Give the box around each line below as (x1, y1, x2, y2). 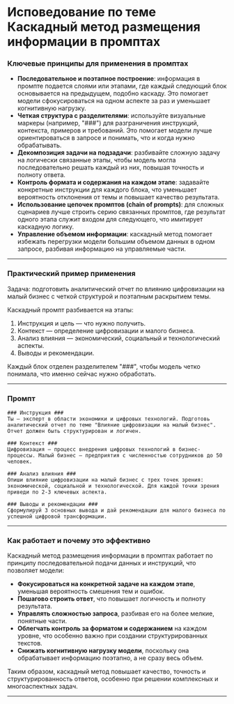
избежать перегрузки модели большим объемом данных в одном (17, 238, 215, 246)
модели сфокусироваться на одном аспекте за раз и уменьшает (17, 97, 211, 105)
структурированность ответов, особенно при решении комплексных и (7, 675, 219, 683)
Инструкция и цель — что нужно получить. (17, 319, 146, 328)
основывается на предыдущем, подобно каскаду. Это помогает (17, 89, 209, 98)
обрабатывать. (17, 141, 62, 150)
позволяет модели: (7, 566, 65, 575)
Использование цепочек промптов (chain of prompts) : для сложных (17, 200, 224, 209)
